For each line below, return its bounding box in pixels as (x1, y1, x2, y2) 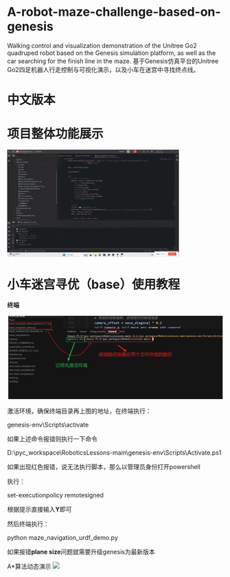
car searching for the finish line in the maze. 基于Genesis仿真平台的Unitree (7, 56, 219, 65)
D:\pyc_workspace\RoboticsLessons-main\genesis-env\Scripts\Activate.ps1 (7, 449, 222, 457)
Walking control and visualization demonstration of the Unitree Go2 (7, 41, 197, 49)
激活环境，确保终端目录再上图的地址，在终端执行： (7, 407, 152, 416)
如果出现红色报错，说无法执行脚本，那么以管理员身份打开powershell (7, 463, 200, 471)
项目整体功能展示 (7, 126, 104, 142)
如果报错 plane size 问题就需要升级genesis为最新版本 (7, 547, 156, 556)
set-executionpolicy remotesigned (7, 491, 104, 499)
